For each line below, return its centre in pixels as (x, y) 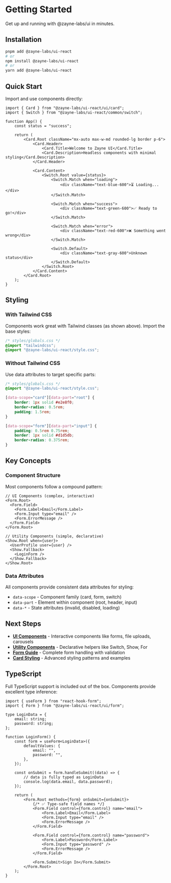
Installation (23, 40)
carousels (23, 641)
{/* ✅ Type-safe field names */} (68, 804)
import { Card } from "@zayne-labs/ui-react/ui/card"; (65, 108)
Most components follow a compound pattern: (54, 486)
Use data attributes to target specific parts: (51, 374)
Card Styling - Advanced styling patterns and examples (71, 658)
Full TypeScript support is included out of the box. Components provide (80, 686)
